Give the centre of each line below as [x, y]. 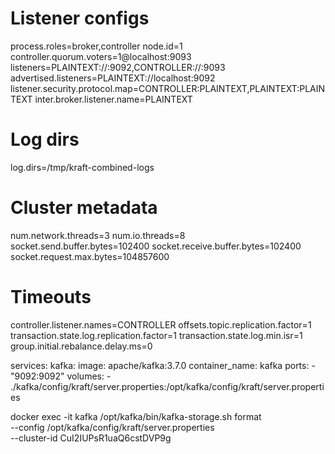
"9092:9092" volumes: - [61, 376]
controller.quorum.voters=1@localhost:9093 [101, 56]
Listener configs [80, 18]
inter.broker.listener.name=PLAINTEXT [113, 99]
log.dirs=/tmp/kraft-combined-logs [82, 167]
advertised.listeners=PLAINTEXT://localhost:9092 [113, 78]
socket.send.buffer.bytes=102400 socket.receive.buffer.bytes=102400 [156, 246]
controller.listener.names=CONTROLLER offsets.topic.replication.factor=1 [161, 324]
